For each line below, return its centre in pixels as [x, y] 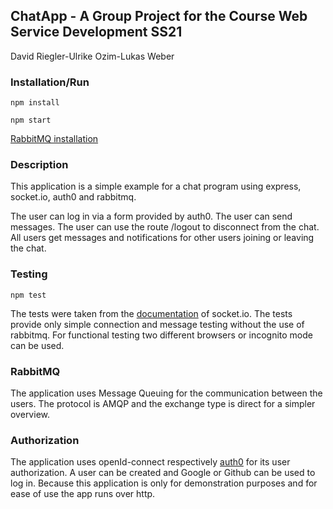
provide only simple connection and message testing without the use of [157, 324]
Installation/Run [50, 82]
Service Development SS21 [96, 32]
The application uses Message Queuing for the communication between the [166, 393]
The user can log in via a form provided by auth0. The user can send [151, 216]
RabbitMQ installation [54, 139]
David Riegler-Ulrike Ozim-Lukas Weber [92, 56]
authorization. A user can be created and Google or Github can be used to [163, 473]
